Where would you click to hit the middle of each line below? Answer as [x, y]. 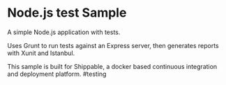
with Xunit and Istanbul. [41, 53]
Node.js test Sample [67, 13]
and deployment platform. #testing [57, 74]
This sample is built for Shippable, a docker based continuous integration [112, 66]
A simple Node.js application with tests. [64, 32]
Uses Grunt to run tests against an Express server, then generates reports [113, 45]
